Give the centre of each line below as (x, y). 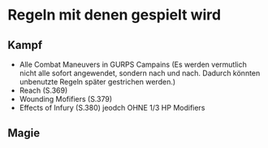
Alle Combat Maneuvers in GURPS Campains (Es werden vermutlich (133, 64)
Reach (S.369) (43, 90)
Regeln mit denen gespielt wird (114, 15)
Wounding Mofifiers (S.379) (66, 99)
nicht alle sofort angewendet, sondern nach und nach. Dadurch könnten (140, 73)
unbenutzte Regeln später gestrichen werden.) (97, 82)
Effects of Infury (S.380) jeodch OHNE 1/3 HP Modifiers (112, 108)
